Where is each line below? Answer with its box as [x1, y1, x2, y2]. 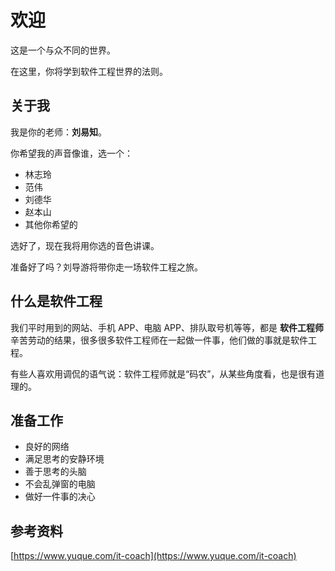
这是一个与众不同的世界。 [10, 44, 116, 56]
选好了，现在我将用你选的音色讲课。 [10, 239, 160, 251]
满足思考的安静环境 [24, 453, 105, 465]
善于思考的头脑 [24, 466, 87, 478]
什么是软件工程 [10, 293, 103, 310]
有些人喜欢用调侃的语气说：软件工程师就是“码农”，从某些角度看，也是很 [10, 367, 308, 380]
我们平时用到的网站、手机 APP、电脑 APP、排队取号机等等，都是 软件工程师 [10, 321, 324, 333]
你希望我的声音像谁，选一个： [10, 147, 133, 159]
